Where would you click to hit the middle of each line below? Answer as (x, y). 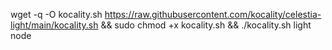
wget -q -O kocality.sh (56, 14)
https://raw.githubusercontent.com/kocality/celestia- (213, 14)
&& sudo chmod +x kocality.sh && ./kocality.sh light (206, 25)
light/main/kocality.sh (54, 25)
